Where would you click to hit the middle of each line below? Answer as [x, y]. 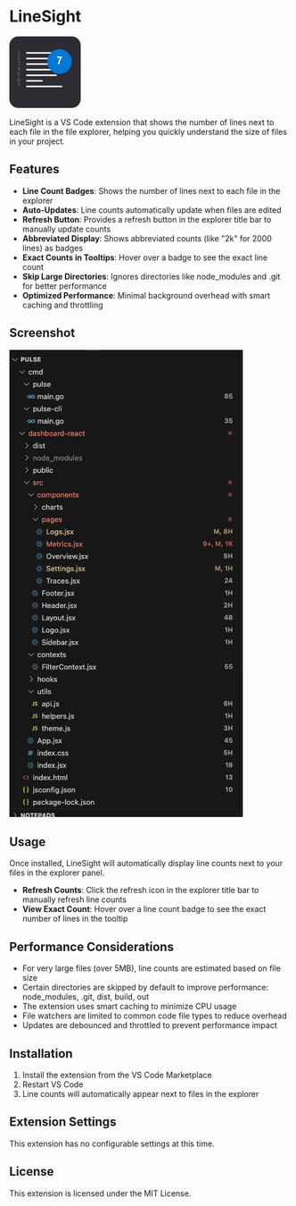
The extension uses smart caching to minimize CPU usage [129, 1007]
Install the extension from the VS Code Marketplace [117, 1075]
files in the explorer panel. [57, 873]
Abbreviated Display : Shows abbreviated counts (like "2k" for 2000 [147, 238]
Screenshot [42, 333]
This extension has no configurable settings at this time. [112, 1143]
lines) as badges [52, 248]
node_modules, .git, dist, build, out [86, 997]
